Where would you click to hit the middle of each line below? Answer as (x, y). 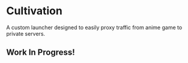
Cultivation (35, 11)
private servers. (26, 33)
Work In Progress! (41, 53)
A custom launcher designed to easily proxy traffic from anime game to (94, 27)
